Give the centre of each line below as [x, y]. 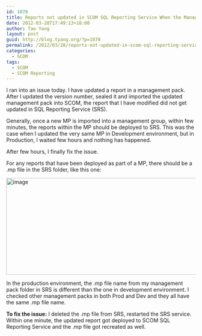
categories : [21, 51]
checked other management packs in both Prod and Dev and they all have [98, 296]
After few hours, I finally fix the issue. [52, 152]
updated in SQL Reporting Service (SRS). [57, 109]
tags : [13, 62]
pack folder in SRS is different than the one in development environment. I [98, 290]
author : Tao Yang [28, 28]
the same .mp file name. [36, 302]
